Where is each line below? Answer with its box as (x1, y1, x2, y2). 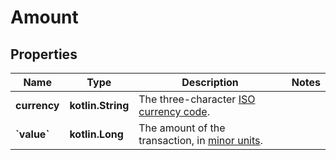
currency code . (138, 105, 210, 118)
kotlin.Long (69, 127, 124, 141)
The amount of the (138, 121, 226, 135)
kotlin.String (69, 99, 130, 112)
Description (181, 76, 239, 89)
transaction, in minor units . (138, 134, 263, 147)
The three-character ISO (138, 92, 256, 106)
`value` (15, 127, 50, 141)
